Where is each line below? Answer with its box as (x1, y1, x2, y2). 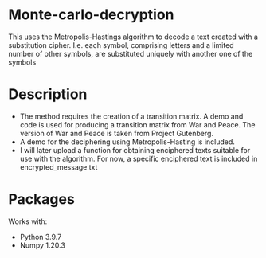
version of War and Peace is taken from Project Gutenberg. (19, 128, 213, 138)
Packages (8, 190, 76, 209)
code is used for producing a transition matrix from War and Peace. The (19, 119, 256, 129)
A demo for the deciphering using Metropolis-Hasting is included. (19, 137, 235, 147)
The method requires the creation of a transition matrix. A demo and (19, 111, 244, 121)
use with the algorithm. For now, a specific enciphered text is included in (19, 154, 258, 163)
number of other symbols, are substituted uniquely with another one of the (8, 49, 253, 58)
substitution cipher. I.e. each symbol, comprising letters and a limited (8, 40, 234, 49)
